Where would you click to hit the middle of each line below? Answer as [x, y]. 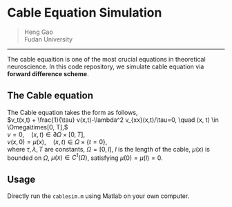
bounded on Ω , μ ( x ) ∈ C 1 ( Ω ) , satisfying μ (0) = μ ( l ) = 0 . [85, 157]
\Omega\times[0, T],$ [38, 127]
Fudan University [48, 39]
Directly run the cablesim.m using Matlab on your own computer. [98, 196]
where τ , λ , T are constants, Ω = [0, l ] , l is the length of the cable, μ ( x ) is [109, 149]
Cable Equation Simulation [85, 13]
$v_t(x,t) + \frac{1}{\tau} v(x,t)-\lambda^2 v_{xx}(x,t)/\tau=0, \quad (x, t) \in [113, 120]
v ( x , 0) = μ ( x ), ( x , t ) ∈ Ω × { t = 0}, [57, 142]
